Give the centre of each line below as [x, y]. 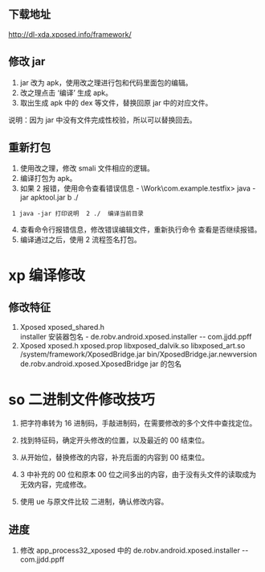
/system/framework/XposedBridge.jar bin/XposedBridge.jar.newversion [139, 354]
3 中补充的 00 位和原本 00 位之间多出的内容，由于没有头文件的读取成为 [138, 475]
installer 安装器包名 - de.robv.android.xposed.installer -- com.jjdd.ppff [136, 337]
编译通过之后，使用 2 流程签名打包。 [81, 240]
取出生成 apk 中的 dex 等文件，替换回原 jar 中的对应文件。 [116, 102]
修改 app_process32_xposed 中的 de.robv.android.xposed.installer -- [134, 550]
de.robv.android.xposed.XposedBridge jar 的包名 [101, 364]
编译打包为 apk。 [48, 179]
